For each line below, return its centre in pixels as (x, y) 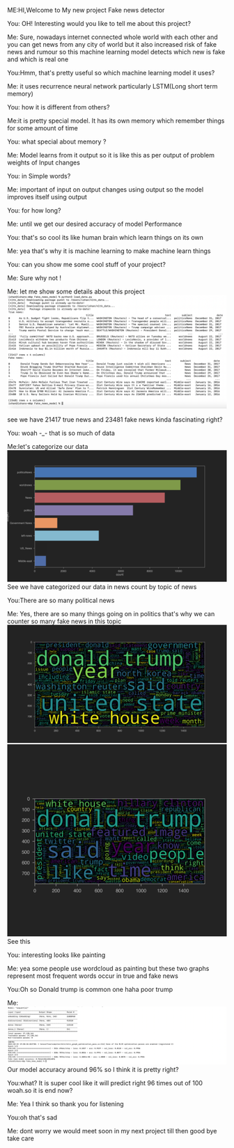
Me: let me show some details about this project (76, 291)
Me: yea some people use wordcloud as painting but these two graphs (108, 969)
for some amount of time (43, 128)
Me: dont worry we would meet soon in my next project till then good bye (112, 1131)
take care (21, 1138)
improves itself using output (47, 197)
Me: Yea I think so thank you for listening (65, 1104)
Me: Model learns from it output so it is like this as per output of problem (111, 155)
